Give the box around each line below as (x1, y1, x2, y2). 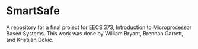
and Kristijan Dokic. (6, 36, 54, 43)
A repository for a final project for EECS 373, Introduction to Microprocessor (6, 24, 192, 31)
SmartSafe (6, 4, 60, 18)
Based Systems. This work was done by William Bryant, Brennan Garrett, (6, 30, 184, 37)
